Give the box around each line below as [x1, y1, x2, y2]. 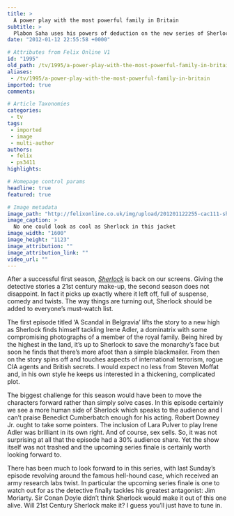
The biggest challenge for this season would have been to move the [7, 391, 202, 399]
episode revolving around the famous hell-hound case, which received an [7, 471, 219, 480]
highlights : [7, 166, 42, 173]
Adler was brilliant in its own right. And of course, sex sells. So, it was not [7, 428, 217, 437]
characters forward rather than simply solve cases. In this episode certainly [7, 399, 224, 407]
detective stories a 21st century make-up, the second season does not [7, 282, 210, 291]
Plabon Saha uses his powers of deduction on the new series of [13, 29, 204, 37]
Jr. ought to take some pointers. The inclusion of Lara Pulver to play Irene [7, 421, 218, 429]
